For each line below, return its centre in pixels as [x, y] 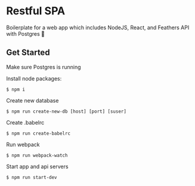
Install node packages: [34, 78]
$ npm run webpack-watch [37, 155]
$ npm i [16, 89]
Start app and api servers [37, 166]
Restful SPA [36, 11]
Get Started [28, 53]
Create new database [32, 100]
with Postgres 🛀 [26, 33]
